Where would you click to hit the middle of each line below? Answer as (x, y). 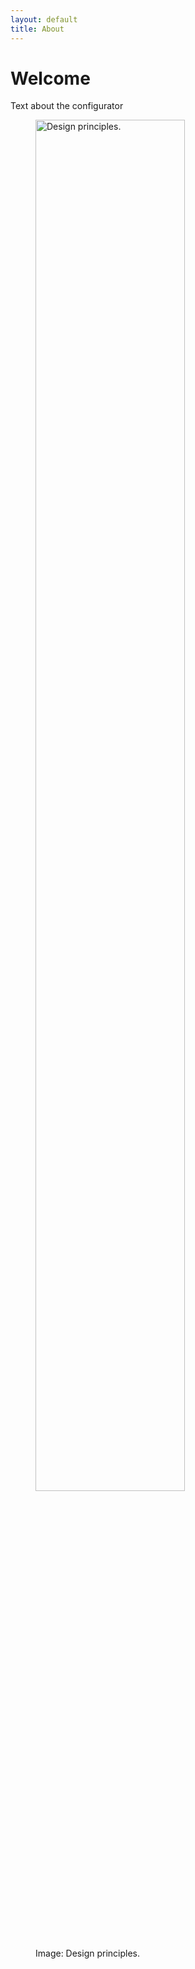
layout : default (44, 19)
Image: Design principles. (88, 1953)
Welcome (50, 78)
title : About (37, 29)
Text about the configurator (67, 106)
